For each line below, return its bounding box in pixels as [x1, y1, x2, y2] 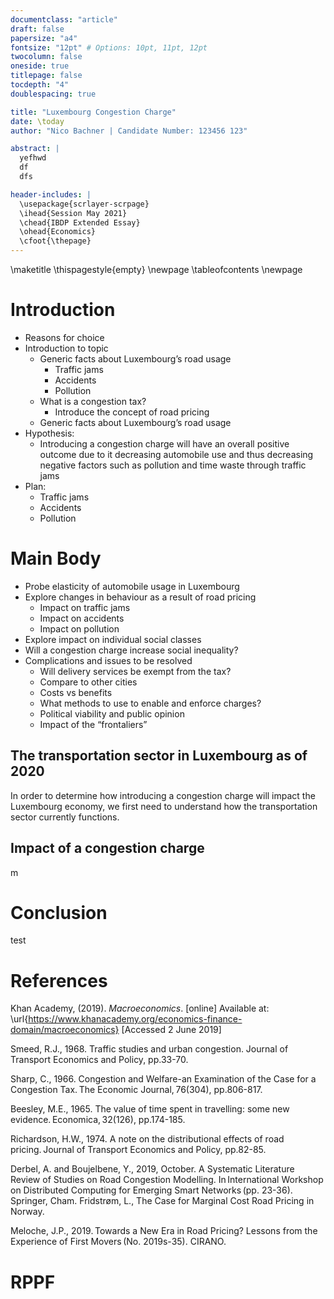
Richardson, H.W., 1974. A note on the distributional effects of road [10, 1133, 285, 1145]
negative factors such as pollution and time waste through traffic [39, 459, 307, 471]
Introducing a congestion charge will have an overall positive [39, 437, 290, 450]
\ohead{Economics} [19, 227, 97, 237]
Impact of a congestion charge [10, 840, 205, 857]
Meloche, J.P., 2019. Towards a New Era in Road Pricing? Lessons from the [10, 1225, 318, 1237]
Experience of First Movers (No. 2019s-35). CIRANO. [10, 1236, 227, 1248]
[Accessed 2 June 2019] [121, 1024, 222, 1036]
